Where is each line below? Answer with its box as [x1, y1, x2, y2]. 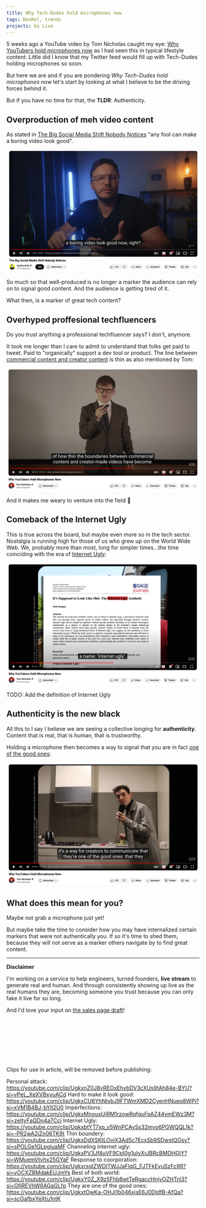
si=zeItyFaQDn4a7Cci [6, 1117, 62, 1125]
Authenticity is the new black [6, 709, 121, 719]
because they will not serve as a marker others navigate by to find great [6, 939, 188, 947]
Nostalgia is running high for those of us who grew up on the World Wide [6, 537, 191, 545]
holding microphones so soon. [6, 60, 83, 67]
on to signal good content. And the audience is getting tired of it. [6, 285, 170, 292]
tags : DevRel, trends [6, 16, 62, 23]
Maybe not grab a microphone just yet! [6, 914, 104, 922]
